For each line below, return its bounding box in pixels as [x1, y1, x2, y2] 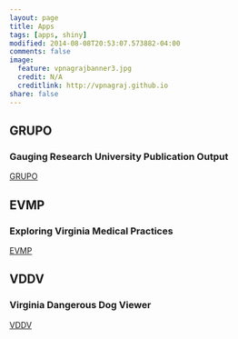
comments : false [9, 47, 71, 56]
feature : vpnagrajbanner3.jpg [17, 65, 132, 74]
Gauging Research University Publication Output [9, 150, 229, 163]
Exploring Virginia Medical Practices [9, 224, 174, 237]
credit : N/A [17, 73, 64, 82]
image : [9, 55, 35, 65]
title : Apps [9, 22, 55, 31]
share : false [9, 89, 59, 98]
